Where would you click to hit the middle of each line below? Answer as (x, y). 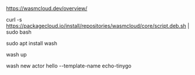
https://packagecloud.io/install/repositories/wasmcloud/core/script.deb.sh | (98, 26)
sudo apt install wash (32, 43)
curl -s (14, 19)
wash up (16, 54)
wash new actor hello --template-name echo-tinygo (69, 66)
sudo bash (19, 32)
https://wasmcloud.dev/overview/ (47, 8)
